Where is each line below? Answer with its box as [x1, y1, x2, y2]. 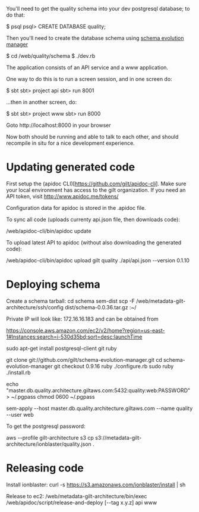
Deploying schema [6, 278, 101, 291]
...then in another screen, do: [6, 98, 77, 105]
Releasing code [6, 461, 84, 475]
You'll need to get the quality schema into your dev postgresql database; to [6, 5, 190, 12]
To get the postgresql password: [6, 423, 86, 430]
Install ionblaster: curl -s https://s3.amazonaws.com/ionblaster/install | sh [6, 481, 186, 488]
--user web [6, 411, 34, 418]
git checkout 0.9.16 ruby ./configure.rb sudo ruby [53, 362, 174, 370]
